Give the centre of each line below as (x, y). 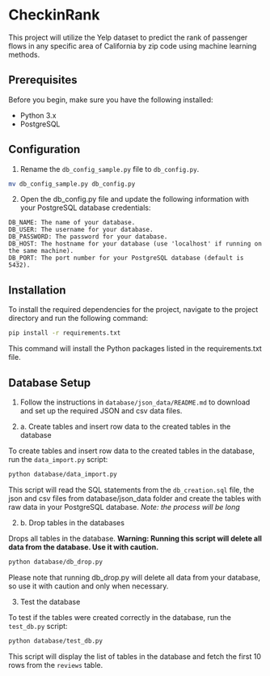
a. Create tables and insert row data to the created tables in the (125, 426)
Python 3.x (38, 115)
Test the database (50, 601)
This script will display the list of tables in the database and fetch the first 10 (135, 656)
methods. (24, 54)
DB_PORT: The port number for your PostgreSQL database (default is (126, 258)
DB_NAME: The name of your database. (72, 223)
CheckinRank (54, 15)
